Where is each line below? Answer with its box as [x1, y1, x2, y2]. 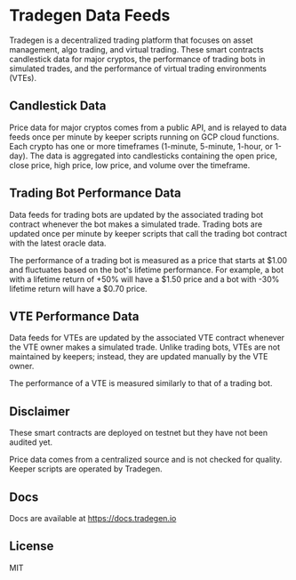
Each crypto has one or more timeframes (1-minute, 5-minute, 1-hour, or [9, 141, 273, 151]
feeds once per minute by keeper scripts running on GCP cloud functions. [9, 131, 280, 142]
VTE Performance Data [9, 309, 140, 324]
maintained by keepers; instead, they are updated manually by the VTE [9, 351, 268, 362]
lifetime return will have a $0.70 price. [9, 283, 148, 294]
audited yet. [9, 437, 53, 447]
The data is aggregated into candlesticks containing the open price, [29, 150, 278, 161]
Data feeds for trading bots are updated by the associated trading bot [9, 209, 264, 220]
